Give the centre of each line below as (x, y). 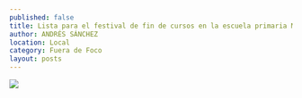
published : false (42, 17)
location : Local (40, 42)
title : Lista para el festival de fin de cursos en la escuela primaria (148, 26)
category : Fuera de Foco (56, 51)
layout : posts (36, 59)
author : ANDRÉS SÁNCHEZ (54, 34)
